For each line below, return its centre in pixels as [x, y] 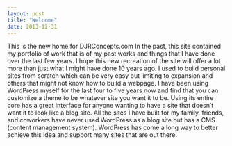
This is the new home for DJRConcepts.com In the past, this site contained [114, 47]
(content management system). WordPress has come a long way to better [113, 128]
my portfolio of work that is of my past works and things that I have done [111, 54]
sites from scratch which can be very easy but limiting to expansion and [110, 76]
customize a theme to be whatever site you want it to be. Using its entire [110, 98]
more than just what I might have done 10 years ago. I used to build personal [116, 68]
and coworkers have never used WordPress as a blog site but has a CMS [111, 120]
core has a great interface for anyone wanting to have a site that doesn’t [110, 106]
